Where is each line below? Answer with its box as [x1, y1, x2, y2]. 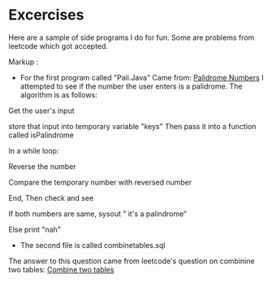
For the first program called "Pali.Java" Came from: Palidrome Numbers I [19, 72, 264, 82]
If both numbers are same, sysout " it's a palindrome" [8, 209, 188, 219]
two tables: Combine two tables [8, 264, 114, 274]
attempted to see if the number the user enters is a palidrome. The [19, 81, 243, 91]
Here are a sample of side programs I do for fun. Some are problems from [8, 33, 255, 42]
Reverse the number [8, 161, 76, 171]
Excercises [8, 6, 84, 24]
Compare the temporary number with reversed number [8, 177, 192, 187]
